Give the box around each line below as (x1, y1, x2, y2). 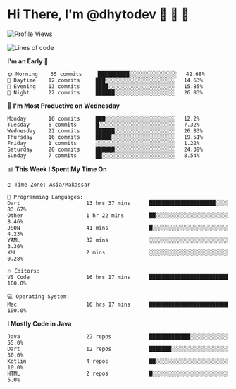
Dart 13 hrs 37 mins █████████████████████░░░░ (7, 199, 229, 206)
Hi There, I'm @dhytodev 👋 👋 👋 (7, 6, 190, 23)
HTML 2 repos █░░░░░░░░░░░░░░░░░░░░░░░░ (7, 370, 229, 377)
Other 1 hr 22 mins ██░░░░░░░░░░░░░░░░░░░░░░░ (7, 211, 229, 219)
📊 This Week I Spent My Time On (7, 165, 107, 173)
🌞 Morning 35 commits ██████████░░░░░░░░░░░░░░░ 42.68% (7, 70, 206, 78)
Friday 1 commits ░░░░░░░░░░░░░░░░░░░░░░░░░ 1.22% (7, 140, 200, 147)
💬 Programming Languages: (7, 193, 83, 200)
